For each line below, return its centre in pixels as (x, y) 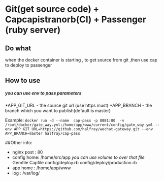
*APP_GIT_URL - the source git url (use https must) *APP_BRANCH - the (79, 106)
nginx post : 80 (28, 152)
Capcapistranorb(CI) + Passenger (76, 19)
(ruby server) (33, 30)
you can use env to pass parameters (43, 93)
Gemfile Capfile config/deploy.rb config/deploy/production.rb (74, 163)
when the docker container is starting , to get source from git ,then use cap (81, 60)
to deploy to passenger (29, 65)
